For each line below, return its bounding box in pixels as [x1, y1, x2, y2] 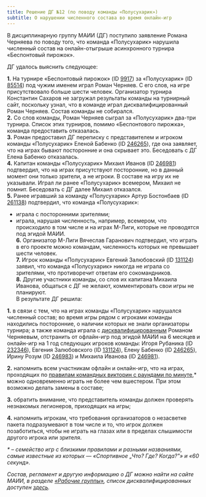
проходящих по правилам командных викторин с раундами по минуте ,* [7, 371, 197, 378]
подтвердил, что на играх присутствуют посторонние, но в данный [7, 166, 183, 173]
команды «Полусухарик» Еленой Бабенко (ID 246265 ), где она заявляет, [7, 140, 198, 147]
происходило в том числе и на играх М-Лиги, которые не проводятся [15, 223, 199, 230]
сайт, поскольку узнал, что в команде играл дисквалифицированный [7, 101, 188, 108]
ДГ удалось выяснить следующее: [7, 63, 98, 70]
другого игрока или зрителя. [7, 433, 82, 441]
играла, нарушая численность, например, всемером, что [15, 217, 167, 224]
